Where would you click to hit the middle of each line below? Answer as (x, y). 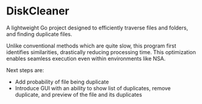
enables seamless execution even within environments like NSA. (86, 58)
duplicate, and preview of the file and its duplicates (78, 94)
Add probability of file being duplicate (62, 82)
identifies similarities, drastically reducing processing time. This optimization (101, 52)
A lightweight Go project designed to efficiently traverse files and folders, (97, 28)
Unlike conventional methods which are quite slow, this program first (91, 46)
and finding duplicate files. (39, 34)
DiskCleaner (38, 11)
